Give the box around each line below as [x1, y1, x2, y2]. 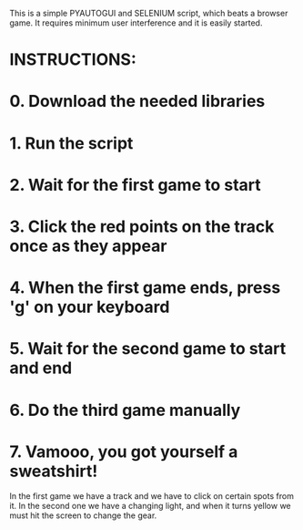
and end [9, 358, 73, 379]
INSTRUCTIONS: [9, 49, 136, 70]
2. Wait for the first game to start [9, 174, 261, 195]
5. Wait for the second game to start [9, 338, 287, 359]
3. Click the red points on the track [9, 216, 275, 236]
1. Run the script [9, 132, 134, 153]
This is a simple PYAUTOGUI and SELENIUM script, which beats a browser [9, 8, 288, 18]
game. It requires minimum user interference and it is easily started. [9, 17, 263, 28]
